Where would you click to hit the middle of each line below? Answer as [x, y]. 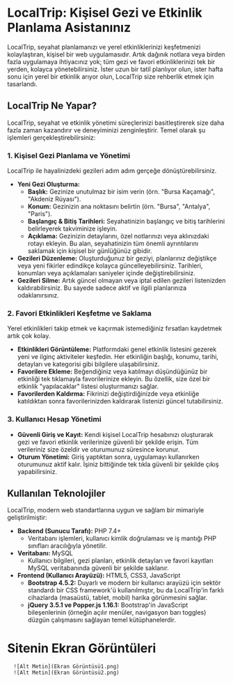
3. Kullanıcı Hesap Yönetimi [55, 420]
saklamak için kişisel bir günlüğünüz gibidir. [90, 251]
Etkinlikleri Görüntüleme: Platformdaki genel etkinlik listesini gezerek [117, 349]
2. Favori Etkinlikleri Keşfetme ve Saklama [79, 313]
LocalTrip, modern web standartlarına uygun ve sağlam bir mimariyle [106, 510]
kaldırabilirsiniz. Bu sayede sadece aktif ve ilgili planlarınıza [102, 288]
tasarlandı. [22, 84]
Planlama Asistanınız [69, 28]
